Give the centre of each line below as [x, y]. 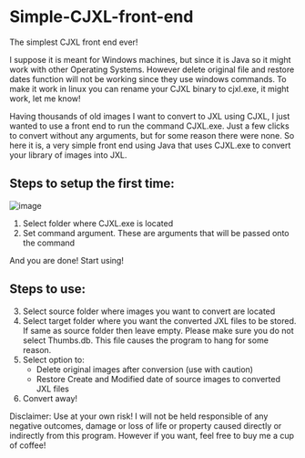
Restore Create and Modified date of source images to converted [158, 379]
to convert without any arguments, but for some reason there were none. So [152, 135]
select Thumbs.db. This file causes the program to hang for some [145, 340]
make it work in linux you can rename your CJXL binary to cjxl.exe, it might [149, 88]
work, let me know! [45, 99]
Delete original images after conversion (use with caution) [144, 369]
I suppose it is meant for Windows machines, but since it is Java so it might [150, 59]
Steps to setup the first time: [92, 184]
